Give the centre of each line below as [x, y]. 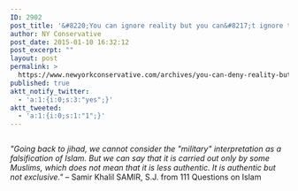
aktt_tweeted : [36, 108]
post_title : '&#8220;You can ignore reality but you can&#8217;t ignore [147, 26]
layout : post [34, 58]
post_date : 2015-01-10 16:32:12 [69, 42]
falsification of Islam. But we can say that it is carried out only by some [140, 158]
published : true [40, 83]
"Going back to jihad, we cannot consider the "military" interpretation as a [146, 149]
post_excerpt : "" [42, 50]
